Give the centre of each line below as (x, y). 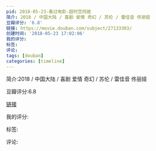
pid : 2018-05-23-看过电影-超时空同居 (49, 12)
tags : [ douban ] (25, 56)
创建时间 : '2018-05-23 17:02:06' (46, 34)
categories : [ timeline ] (36, 61)
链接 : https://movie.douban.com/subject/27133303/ (69, 28)
